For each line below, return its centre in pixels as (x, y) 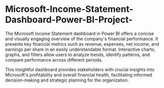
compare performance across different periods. (54, 60)
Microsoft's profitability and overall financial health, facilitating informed (79, 75)
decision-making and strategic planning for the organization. (67, 80)
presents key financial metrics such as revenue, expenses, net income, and (82, 44)
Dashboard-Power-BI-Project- (69, 20)
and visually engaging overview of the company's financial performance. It (82, 39)
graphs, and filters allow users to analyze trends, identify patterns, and (78, 54)
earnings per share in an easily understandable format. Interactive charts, (80, 49)
